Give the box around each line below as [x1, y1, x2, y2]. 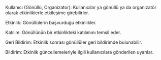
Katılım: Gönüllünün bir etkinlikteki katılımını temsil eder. [5, 29, 121, 35]
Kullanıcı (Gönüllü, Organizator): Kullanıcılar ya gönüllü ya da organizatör [5, 5, 156, 10]
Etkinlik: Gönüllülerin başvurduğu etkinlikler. [5, 20, 97, 25]
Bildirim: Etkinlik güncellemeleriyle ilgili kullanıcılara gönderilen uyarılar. [5, 49, 154, 55]
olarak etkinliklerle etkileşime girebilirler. [5, 10, 89, 16]
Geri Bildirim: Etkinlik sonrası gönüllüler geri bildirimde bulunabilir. [5, 39, 142, 45]
